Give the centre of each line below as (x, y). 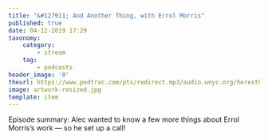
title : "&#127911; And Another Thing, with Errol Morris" (106, 16)
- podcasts (55, 68)
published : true (35, 23)
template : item (33, 97)
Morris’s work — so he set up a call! (67, 128)
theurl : (21, 82)
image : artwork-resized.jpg (55, 89)
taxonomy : (25, 38)
